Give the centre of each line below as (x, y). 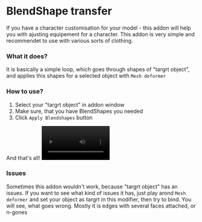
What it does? (27, 56)
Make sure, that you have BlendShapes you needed (79, 111)
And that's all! (23, 157)
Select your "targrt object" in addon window (70, 104)
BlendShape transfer (59, 11)
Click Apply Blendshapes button (54, 117)
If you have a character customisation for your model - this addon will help (99, 28)
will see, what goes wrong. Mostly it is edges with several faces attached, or (101, 206)
